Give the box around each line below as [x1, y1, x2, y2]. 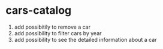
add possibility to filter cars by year [14, 29, 102, 36]
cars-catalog [5, 4, 72, 17]
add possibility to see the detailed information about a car [14, 36, 157, 43]
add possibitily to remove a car [14, 23, 91, 30]
